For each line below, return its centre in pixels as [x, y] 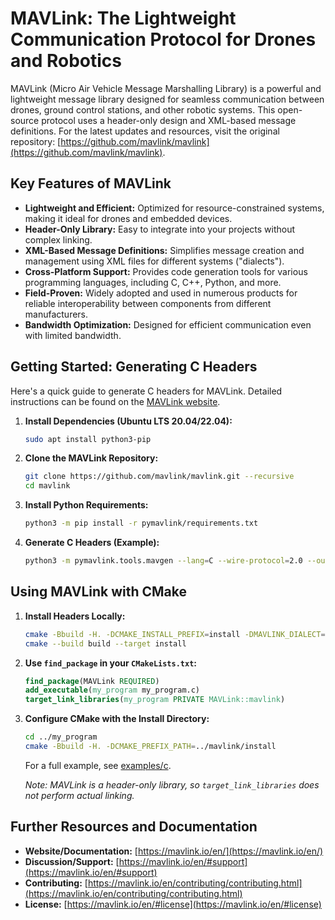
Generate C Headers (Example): [92, 543]
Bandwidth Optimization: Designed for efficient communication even [168, 324]
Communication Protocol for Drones [163, 39]
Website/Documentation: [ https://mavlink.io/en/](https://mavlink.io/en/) [174, 851]
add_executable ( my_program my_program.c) [112, 690]
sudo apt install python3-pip [88, 439]
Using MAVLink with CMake [99, 592]
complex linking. [58, 239]
